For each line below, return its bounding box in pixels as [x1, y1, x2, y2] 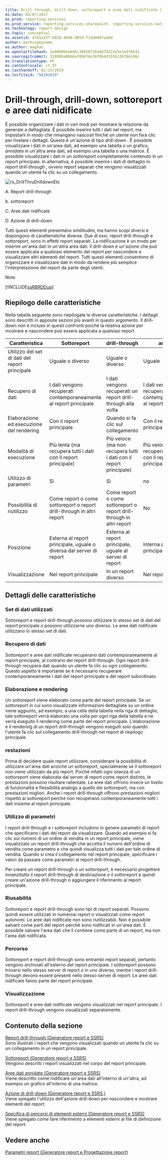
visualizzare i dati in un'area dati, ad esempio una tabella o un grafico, [5, 142, 149, 148]
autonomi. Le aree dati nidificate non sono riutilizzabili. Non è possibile [5, 917, 151, 923]
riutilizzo [7, 508, 28, 515]
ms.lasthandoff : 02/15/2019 [5, 68, 64, 73]
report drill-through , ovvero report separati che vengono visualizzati [5, 164, 146, 170]
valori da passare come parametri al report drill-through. [5, 857, 121, 863]
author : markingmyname [5, 40, 52, 45]
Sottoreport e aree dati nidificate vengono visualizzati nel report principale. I [5, 1002, 162, 1008]
